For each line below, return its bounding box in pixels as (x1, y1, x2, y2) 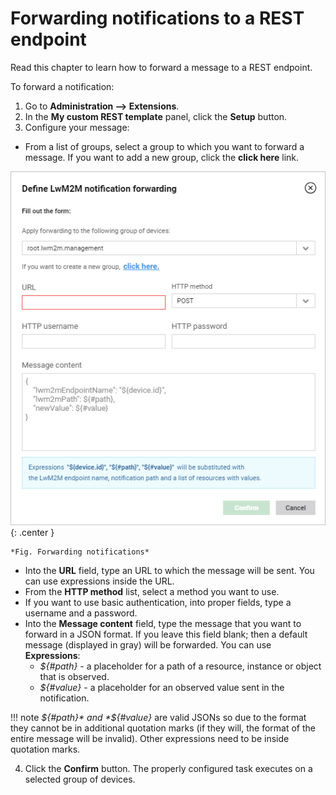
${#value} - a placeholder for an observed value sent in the (39, 682, 285, 694)
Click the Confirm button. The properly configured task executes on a (24, 763, 313, 775)
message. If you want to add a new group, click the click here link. (24, 151, 300, 163)
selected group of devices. (24, 773, 136, 786)
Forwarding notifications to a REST (10, 7, 305, 30)
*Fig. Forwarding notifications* (10, 547, 150, 557)
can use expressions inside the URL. (24, 575, 175, 587)
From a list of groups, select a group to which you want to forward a (24, 140, 305, 152)
